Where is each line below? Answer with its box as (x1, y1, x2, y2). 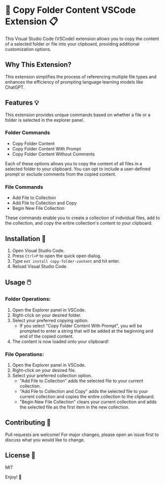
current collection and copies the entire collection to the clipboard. (19, 393, 155, 399)
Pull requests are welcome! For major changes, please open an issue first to (5, 432, 159, 437)
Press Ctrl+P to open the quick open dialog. (12, 252, 102, 259)
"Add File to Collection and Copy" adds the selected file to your (19, 388, 148, 394)
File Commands (5, 183, 43, 190)
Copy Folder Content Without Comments (12, 151, 95, 157)
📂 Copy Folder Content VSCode (5, 4, 136, 16)
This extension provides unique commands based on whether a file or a (5, 111, 151, 118)
